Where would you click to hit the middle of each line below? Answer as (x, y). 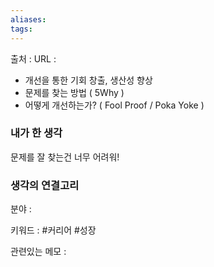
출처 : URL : (33, 58)
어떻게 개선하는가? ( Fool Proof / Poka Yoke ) (114, 105)
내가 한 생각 (36, 133)
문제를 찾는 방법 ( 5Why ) (74, 92)
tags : (21, 29)
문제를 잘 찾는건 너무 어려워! (65, 157)
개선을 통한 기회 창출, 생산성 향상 (88, 80)
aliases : (28, 19)
